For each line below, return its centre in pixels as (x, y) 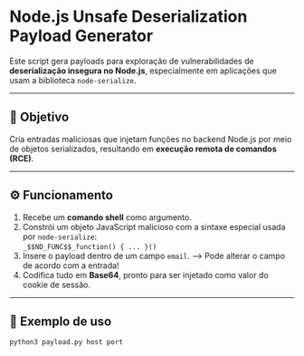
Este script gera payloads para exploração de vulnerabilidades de (132, 61)
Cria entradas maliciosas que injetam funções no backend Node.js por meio (151, 139)
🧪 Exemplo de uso (61, 321)
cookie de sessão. (57, 284)
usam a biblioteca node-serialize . (73, 80)
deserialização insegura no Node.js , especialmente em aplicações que (143, 71)
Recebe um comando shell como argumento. (107, 217)
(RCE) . (22, 158)
